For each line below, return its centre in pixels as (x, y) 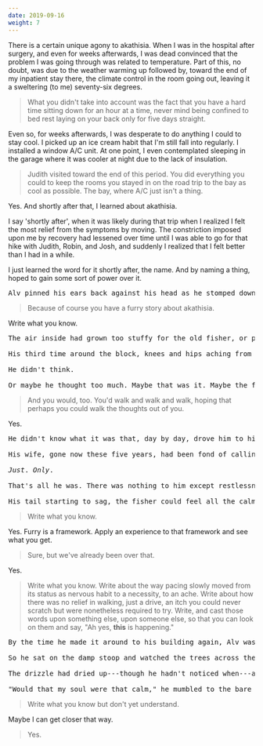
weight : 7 (24, 23)
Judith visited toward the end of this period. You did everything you (136, 174)
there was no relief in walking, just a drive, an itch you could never (134, 602)
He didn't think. (41, 369)
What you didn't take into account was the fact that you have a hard (137, 102)
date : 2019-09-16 (36, 15)
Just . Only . (31, 470)
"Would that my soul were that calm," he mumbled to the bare (130, 689)
